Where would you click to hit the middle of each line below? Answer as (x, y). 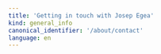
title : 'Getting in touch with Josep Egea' (81, 15)
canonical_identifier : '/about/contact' (76, 30)
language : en (30, 38)
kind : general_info (40, 23)
